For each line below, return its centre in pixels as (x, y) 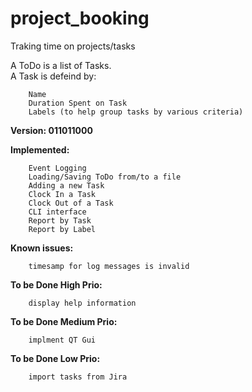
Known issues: (42, 248)
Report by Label (62, 229)
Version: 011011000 (51, 130)
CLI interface (57, 212)
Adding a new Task (66, 185)
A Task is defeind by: (53, 76)
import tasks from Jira (78, 377)
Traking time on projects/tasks (73, 46)
